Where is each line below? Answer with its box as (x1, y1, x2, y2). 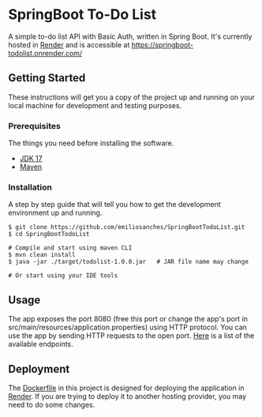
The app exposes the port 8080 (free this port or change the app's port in (8, 314, 249, 324)
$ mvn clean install (8, 251, 77, 259)
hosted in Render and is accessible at (8, 39, 130, 49)
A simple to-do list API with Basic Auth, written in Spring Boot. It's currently (8, 32, 253, 41)
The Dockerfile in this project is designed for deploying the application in (8, 383, 245, 393)
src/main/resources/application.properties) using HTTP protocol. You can (8, 322, 247, 332)
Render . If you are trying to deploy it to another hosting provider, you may (8, 391, 247, 400)
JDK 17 (19, 154, 43, 163)
